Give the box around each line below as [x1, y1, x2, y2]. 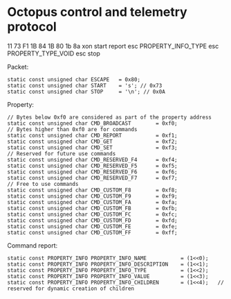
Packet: [7, 62, 29, 71]
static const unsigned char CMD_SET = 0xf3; [7, 144, 178, 151]
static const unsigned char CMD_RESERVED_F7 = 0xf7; [7, 174, 178, 181]
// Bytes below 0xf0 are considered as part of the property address [7, 114, 212, 121]
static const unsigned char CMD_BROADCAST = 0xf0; [7, 119, 178, 127]
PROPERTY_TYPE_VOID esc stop [7, 49, 100, 58]
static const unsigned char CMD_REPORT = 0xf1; [7, 132, 178, 139]
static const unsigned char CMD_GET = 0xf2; [7, 138, 178, 145]
